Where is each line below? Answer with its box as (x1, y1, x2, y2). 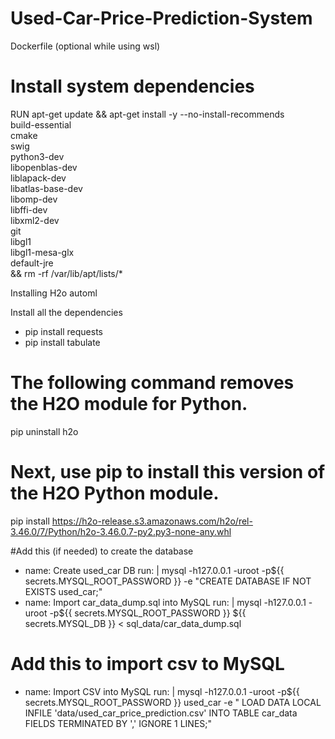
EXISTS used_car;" (24, 585, 103, 597)
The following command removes (10, 372, 295, 394)
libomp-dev (10, 193, 58, 205)
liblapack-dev (10, 172, 67, 184)
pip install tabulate (24, 336, 101, 348)
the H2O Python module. (10, 482, 220, 504)
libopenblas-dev (10, 161, 78, 173)
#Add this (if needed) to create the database (10, 545, 194, 557)
